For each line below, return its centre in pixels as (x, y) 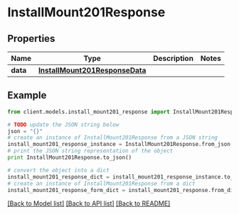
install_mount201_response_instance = (65, 145)
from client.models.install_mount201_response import (89, 112)
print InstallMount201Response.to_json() (70, 158)
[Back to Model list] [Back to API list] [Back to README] (89, 203)
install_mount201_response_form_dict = (67, 190)
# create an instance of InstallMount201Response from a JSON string (113, 138)
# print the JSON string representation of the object (90, 151)
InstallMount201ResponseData (92, 70)
